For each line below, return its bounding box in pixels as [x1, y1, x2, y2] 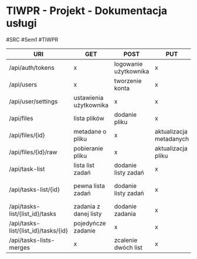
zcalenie [114, 236, 138, 244]
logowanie [114, 60, 143, 68]
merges [9, 243, 30, 251]
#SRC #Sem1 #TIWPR [6, 36, 59, 43]
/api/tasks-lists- [9, 236, 55, 244]
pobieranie [73, 144, 104, 152]
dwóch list [114, 243, 142, 251]
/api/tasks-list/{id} [9, 185, 60, 193]
